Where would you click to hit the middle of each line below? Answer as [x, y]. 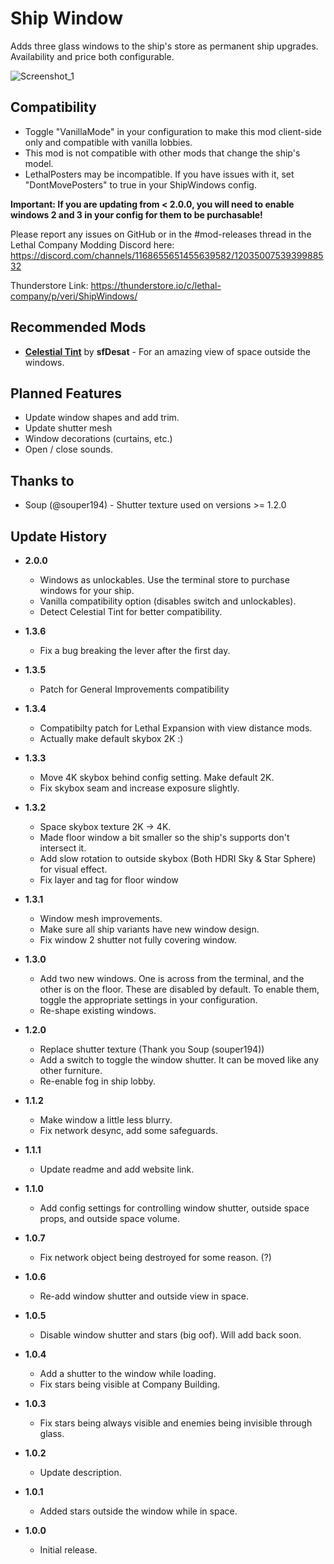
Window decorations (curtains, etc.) [98, 439]
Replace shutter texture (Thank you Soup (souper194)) [152, 1049]
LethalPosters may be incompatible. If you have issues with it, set [159, 174]
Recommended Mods [78, 327]
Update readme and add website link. [117, 1169]
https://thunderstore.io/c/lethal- [156, 285]
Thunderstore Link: [49, 285]
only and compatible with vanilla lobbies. [108, 142]
